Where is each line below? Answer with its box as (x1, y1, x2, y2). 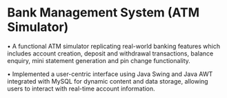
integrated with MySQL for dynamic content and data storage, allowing (7, 77, 208, 85)
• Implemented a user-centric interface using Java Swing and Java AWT (7, 70, 213, 78)
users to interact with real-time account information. (7, 84, 155, 93)
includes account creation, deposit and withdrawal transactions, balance (7, 49, 214, 58)
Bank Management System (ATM (7, 5, 200, 21)
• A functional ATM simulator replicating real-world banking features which (7, 42, 221, 50)
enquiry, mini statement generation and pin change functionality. (7, 56, 191, 64)
